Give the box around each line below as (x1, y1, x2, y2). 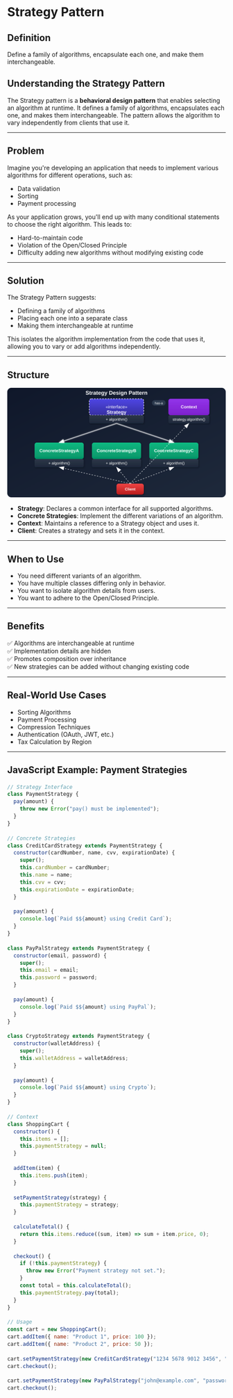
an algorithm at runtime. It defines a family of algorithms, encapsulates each (7, 104, 225, 112)
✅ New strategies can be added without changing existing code (7, 662, 189, 671)
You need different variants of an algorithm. (17, 571, 142, 580)
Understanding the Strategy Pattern (7, 78, 165, 90)
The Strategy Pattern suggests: (7, 293, 97, 302)
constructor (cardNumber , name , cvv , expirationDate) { (13, 850, 175, 856)
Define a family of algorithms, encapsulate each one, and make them (7, 50, 204, 58)
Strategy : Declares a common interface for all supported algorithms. (17, 505, 214, 513)
